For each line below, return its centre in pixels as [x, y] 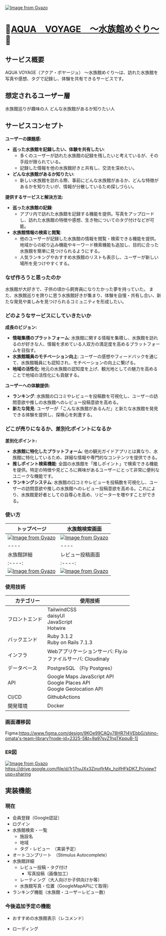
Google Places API [69, 683]
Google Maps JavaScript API [81, 677]
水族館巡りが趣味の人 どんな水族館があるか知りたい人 [60, 109]
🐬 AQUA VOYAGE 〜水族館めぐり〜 [82, 29]
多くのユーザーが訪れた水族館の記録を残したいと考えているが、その [89, 155]
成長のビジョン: [21, 327]
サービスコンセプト [34, 126]
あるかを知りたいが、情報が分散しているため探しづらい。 [78, 187]
